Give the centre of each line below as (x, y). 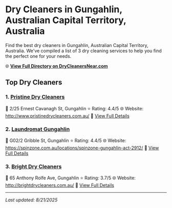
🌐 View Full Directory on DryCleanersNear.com (57, 66)
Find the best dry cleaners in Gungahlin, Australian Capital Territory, (77, 45)
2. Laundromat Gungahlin (38, 129)
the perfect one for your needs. (38, 56)
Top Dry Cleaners (34, 83)
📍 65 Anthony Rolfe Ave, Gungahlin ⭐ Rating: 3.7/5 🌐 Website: (70, 178)
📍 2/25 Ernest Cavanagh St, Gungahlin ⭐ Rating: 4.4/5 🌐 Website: (74, 108)
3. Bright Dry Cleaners (34, 166)
